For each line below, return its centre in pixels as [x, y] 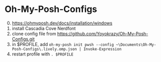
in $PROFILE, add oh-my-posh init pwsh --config [63, 44]
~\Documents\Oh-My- [136, 44]
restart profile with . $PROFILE [43, 54]
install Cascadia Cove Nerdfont [44, 28]
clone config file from [34, 33]
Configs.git [23, 39]
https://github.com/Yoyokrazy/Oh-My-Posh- [103, 33]
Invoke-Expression [102, 49]
